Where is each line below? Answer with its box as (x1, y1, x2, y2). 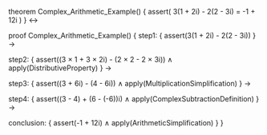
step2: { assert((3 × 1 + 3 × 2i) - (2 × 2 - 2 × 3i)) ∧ (8, 55, 173, 64)
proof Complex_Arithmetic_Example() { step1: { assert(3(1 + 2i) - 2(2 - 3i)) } (8, 31, 257, 40)
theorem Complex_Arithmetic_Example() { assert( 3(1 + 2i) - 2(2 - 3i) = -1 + (8, 7, 256, 16)
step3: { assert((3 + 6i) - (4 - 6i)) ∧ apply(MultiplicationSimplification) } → (8, 79, 251, 88)
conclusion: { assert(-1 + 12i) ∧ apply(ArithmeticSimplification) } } (8, 118, 225, 127)
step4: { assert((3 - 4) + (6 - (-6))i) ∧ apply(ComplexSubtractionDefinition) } (8, 94, 260, 103)
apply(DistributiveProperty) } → (8, 63, 112, 73)
